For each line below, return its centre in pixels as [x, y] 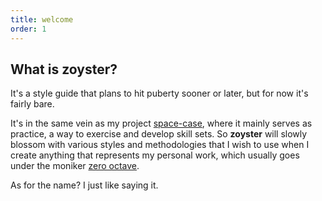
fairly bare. [32, 104]
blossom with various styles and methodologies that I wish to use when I [160, 145]
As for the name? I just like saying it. [84, 185]
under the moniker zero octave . [75, 166]
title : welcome [42, 19]
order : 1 [28, 29]
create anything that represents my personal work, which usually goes [155, 155]
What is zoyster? [64, 69]
